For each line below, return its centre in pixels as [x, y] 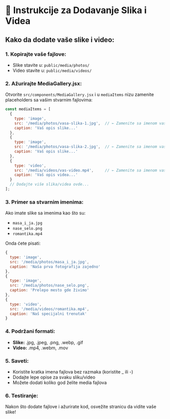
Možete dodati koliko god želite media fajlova [60, 382]
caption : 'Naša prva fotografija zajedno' [55, 267]
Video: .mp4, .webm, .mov [40, 348]
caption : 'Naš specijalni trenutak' [48, 314]
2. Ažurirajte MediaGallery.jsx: [44, 83]
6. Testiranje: [22, 395]
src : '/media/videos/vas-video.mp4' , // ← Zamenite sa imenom [86, 170]
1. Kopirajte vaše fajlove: [36, 54]
